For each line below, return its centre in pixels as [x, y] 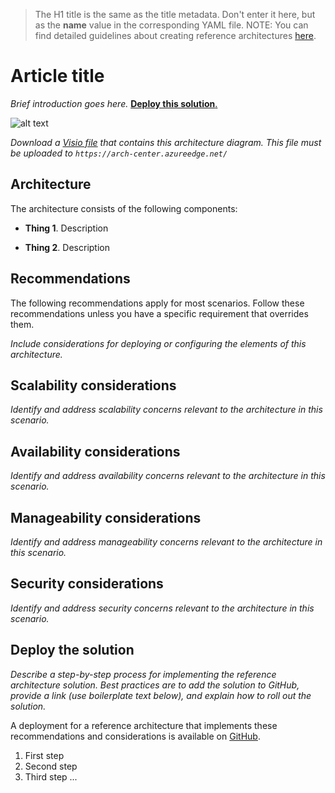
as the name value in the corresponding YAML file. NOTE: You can [171, 25]
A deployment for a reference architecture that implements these [144, 725]
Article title [57, 76]
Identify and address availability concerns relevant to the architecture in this [168, 476]
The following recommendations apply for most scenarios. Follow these [157, 303]
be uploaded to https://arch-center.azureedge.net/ [119, 153]
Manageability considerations [106, 517]
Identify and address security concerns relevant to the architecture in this [162, 608]
